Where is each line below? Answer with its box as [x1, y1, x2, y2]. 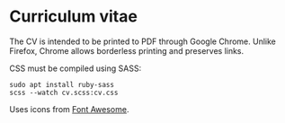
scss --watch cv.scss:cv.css [9, 88, 119, 97]
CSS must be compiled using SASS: [9, 63, 142, 74]
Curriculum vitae [9, 6, 138, 27]
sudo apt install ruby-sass [9, 80, 115, 89]
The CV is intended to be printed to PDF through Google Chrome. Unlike [9, 36, 276, 47]
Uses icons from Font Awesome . [9, 103, 129, 114]
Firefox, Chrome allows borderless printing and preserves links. [9, 45, 245, 56]
